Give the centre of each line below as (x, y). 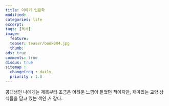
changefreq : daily (31, 72)
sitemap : (16, 67)
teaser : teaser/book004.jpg (40, 44)
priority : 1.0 (26, 77)
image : (12, 34)
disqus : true (19, 62)
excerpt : (15, 24)
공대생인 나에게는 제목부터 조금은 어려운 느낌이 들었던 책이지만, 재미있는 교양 (82, 92)
